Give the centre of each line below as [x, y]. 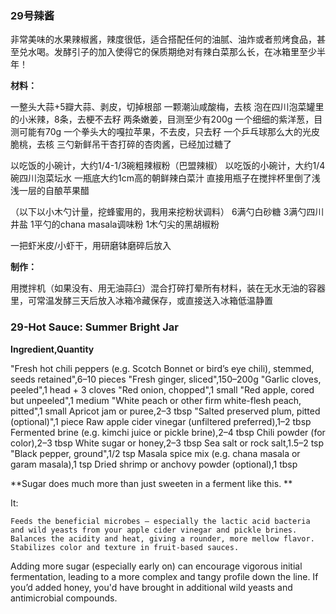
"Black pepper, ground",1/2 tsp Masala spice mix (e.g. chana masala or [155, 453]
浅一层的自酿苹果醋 [50, 191]
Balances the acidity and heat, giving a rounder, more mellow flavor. [162, 538]
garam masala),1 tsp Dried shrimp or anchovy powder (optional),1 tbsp [154, 464]
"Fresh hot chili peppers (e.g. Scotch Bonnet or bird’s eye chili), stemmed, [162, 368]
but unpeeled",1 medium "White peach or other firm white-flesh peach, [156, 400]
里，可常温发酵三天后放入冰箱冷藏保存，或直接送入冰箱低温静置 [141, 301]
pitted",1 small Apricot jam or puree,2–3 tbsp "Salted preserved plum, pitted [165, 411]
